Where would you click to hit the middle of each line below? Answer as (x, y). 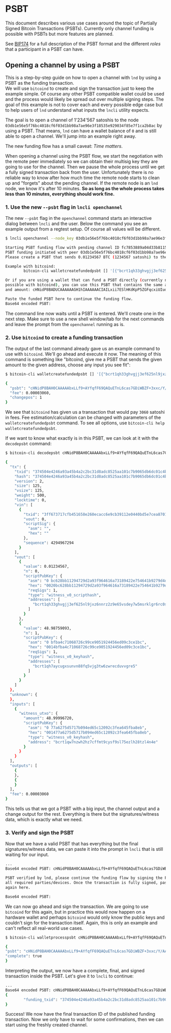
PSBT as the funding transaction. (40, 83)
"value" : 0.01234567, (47, 567)
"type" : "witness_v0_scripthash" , (64, 595)
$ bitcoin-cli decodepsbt (33, 453)
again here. (18, 887)
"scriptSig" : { (40, 524)
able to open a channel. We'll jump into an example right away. (71, 136)
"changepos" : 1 (26, 398)
